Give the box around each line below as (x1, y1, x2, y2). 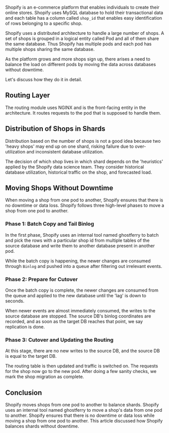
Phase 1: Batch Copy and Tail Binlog (5, 221, 94, 228)
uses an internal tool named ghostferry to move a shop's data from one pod (5, 407, 162, 413)
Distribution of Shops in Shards (5, 125, 105, 133)
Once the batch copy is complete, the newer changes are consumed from (5, 287, 159, 293)
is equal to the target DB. (5, 353, 57, 359)
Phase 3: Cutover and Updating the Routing (5, 336, 114, 343)
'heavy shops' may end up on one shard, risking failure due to (5, 143, 134, 149)
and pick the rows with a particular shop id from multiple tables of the (5, 237, 150, 243)
